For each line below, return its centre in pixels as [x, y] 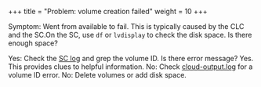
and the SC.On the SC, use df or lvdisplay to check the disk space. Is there [130, 35]
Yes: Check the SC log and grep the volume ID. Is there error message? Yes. [131, 58]
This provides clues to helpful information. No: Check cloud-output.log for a [130, 67]
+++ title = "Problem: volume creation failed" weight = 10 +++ [108, 11]
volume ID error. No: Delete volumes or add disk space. [97, 75]
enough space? [33, 43]
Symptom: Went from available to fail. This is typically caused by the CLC [126, 26]
